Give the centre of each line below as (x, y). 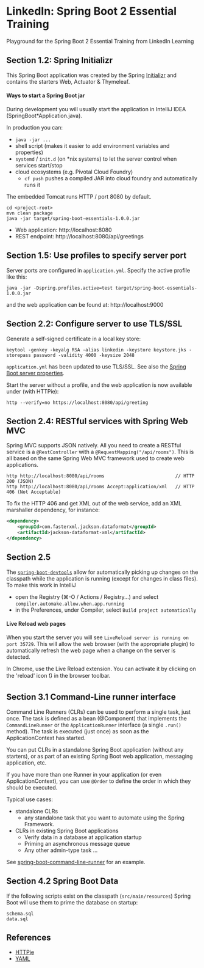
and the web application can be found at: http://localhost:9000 (85, 304)
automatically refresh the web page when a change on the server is (91, 650)
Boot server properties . (36, 373)
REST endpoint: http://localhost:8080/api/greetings (79, 236)
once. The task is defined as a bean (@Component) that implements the (97, 718)
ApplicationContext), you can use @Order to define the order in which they (99, 781)
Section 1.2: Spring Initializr (60, 60)
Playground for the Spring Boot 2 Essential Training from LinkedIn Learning (100, 41)
